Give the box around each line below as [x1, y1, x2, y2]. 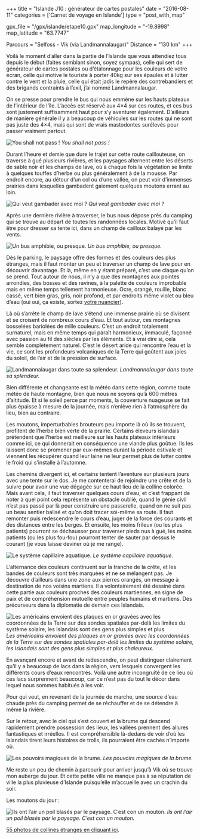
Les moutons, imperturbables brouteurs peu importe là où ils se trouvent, [6, 421, 186, 428]
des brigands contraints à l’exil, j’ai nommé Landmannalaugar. [6, 84, 158, 91]
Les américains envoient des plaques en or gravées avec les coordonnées [6, 632, 190, 639]
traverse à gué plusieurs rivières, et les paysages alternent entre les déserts [6, 157, 193, 164]
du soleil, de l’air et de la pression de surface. [6, 355, 118, 361]
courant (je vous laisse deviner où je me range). [6, 540, 124, 547]
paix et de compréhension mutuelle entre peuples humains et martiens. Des [6, 595, 192, 602]
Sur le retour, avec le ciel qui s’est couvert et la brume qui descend [6, 718, 170, 724]
